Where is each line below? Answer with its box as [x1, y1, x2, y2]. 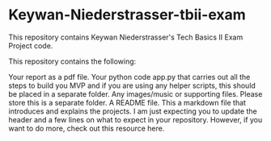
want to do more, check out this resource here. [8, 123, 165, 133]
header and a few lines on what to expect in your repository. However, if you [8, 114, 263, 124]
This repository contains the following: [8, 56, 137, 66]
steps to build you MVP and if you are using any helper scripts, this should [8, 81, 256, 90]
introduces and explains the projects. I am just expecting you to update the [8, 106, 257, 116]
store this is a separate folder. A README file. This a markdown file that [8, 97, 247, 107]
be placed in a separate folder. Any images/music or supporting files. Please [8, 89, 263, 98]
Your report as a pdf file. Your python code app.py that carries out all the [8, 72, 251, 81]
